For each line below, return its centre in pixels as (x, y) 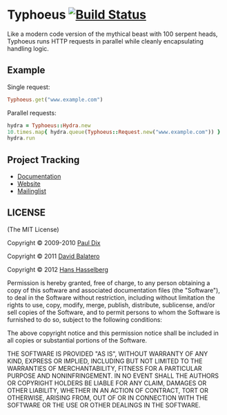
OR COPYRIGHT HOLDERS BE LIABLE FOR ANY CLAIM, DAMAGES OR (107, 383)
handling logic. (28, 48)
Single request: (29, 87)
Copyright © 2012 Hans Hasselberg (58, 269)
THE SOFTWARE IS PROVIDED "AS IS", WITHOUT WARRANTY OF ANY (108, 354)
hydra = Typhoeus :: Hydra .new (49, 125)
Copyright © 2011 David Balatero (53, 256)
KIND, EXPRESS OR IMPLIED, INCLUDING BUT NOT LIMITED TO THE (105, 361)
